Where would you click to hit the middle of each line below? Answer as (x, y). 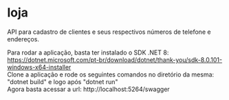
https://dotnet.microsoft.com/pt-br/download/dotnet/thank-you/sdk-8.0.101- (115, 59)
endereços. (23, 39)
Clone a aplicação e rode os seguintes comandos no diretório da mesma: (111, 74)
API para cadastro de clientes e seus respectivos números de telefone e (109, 32)
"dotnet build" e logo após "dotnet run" (63, 81)
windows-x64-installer (39, 67)
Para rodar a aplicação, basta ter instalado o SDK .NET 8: (88, 52)
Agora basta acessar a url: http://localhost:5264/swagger (88, 89)
